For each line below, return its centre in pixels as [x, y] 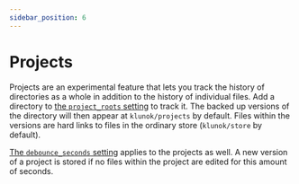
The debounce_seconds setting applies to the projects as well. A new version [149, 152]
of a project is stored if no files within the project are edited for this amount [148, 162]
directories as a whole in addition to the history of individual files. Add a [142, 96]
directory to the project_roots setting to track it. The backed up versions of [149, 106]
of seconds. [32, 171]
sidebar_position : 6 [48, 18]
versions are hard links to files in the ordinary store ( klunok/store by [136, 125]
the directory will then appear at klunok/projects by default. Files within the [150, 115]
